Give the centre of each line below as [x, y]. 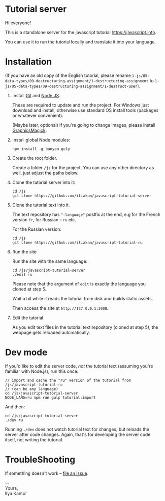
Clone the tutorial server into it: [44, 182]
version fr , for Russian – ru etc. [44, 219]
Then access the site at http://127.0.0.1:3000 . [60, 308]
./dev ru [14, 420]
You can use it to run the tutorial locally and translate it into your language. [81, 42]
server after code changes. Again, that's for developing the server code [78, 434]
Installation [29, 62]
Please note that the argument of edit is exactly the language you [79, 284]
